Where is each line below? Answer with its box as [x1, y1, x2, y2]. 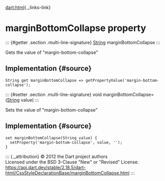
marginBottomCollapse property [5, 23, 147, 34]
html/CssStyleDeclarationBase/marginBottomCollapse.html [5, 170, 130, 176]
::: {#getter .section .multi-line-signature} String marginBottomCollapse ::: [5, 39, 160, 45]
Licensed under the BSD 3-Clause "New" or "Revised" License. [5, 159, 139, 165]
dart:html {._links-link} [5, 5, 51, 10]
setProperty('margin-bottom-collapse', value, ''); [10, 140, 123, 145]
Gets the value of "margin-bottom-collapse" [5, 49, 98, 56]
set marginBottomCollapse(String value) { [5, 135, 97, 140]
